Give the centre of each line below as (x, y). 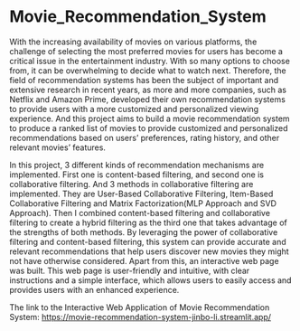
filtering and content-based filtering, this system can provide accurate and (148, 241)
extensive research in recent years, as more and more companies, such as (148, 90)
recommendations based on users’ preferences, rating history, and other (145, 137)
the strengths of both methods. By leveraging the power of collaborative (144, 232)
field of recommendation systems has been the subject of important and (144, 80)
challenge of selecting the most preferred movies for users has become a (146, 51)
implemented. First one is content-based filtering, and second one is (137, 175)
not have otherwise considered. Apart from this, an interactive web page (144, 260)
